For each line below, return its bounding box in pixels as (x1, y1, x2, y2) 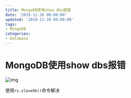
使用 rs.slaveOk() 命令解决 (5, 87, 60, 93)
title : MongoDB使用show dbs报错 (5, 7, 71, 13)
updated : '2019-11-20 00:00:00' (5, 17, 74, 22)
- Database (5, 36, 29, 41)
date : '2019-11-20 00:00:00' (5, 12, 67, 17)
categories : (5, 31, 31, 36)
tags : (5, 21, 17, 27)
